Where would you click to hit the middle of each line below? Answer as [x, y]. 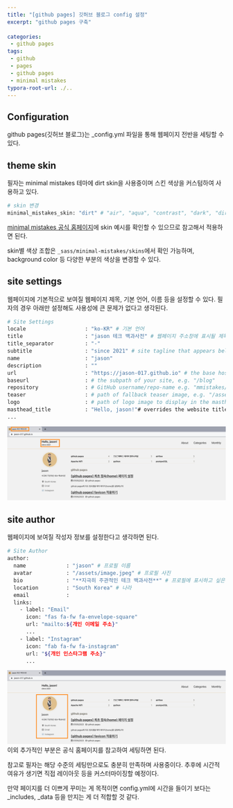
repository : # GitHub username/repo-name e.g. [99, 388]
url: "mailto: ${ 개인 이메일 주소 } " [72, 625]
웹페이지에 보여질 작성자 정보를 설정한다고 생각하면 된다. [83, 537]
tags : [15, 51]
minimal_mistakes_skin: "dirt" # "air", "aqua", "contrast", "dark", [110, 213]
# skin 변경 [23, 205]
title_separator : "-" [54, 344]
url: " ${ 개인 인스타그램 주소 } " [66, 654]
